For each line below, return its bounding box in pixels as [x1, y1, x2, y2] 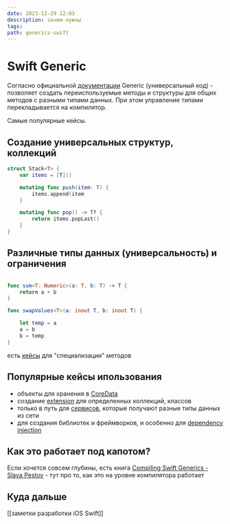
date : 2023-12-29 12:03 [7, 10, 76, 17]
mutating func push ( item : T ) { [19, 184, 109, 191]
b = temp [19, 332, 45, 340]
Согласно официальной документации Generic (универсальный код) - [7, 82, 214, 90]
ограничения [7, 258, 67, 270]
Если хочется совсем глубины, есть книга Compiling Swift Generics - [7, 464, 209, 472]
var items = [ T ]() [19, 171, 72, 178]
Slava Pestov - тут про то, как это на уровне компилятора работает [7, 471, 205, 479]
